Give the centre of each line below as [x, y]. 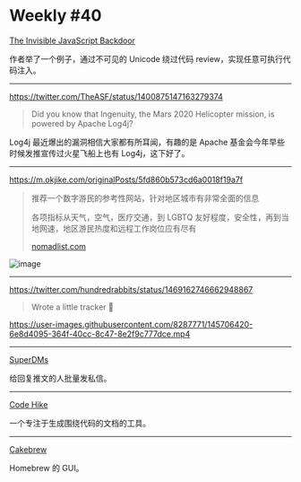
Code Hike [29, 404]
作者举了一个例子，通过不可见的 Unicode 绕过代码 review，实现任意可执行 [146, 58]
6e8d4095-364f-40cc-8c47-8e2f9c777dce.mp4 [100, 334]
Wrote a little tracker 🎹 [72, 307]
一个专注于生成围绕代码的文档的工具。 [80, 423]
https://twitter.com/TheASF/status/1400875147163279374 [116, 96]
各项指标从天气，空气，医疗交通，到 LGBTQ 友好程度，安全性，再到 [156, 217]
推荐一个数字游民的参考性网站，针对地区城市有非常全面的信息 [145, 197]
